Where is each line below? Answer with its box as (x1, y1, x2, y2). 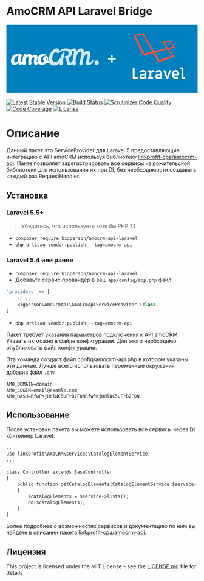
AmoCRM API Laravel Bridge (6, 4, 153, 18)
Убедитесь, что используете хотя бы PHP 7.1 (21, 222, 135, 230)
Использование (6, 410, 70, 420)
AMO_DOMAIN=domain (6, 381, 53, 387)
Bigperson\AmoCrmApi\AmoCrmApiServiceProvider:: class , (17, 301, 159, 308)
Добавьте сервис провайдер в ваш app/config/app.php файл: (15, 276, 173, 284)
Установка (6, 190, 49, 200)
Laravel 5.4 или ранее (6, 256, 73, 264)
